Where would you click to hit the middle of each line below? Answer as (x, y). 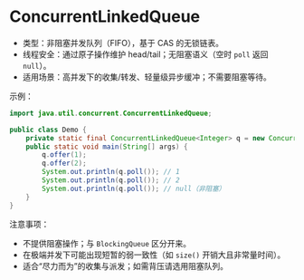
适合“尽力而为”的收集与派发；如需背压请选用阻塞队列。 (125, 266)
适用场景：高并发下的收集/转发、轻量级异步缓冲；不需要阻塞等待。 (147, 77)
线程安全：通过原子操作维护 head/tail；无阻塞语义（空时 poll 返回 (145, 54)
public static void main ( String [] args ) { (107, 147)
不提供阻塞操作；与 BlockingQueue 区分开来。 (107, 243)
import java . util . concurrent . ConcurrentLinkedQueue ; (111, 113)
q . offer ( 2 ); (65, 164)
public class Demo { (48, 130)
